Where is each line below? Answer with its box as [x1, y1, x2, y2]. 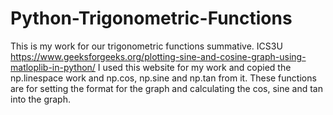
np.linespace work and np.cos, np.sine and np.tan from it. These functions [10, 72, 317, 84]
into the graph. [10, 93, 71, 105]
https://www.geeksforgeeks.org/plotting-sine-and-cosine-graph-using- [10, 50, 307, 62]
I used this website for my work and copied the [97, 61, 292, 73]
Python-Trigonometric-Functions [10, 7, 293, 30]
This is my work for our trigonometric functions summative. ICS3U [10, 40, 283, 52]
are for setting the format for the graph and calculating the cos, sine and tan [10, 82, 323, 94]
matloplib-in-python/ [10, 61, 96, 73]
